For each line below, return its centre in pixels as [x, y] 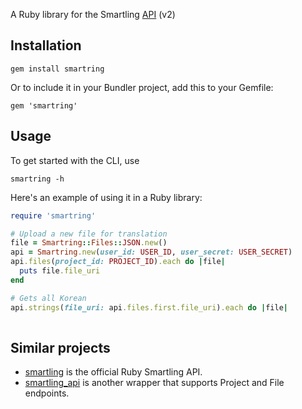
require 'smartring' [53, 215]
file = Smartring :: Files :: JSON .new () [89, 243]
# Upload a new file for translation [89, 234]
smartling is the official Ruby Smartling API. [113, 372]
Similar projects [60, 347]
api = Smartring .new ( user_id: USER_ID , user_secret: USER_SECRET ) [151, 252]
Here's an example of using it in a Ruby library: [106, 197]
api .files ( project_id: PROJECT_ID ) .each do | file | [118, 262]
